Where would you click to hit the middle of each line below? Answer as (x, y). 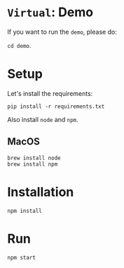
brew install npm (33, 164)
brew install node (34, 158)
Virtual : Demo (50, 12)
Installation (41, 192)
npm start (22, 257)
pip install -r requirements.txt (56, 106)
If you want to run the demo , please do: (62, 32)
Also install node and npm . (43, 119)
